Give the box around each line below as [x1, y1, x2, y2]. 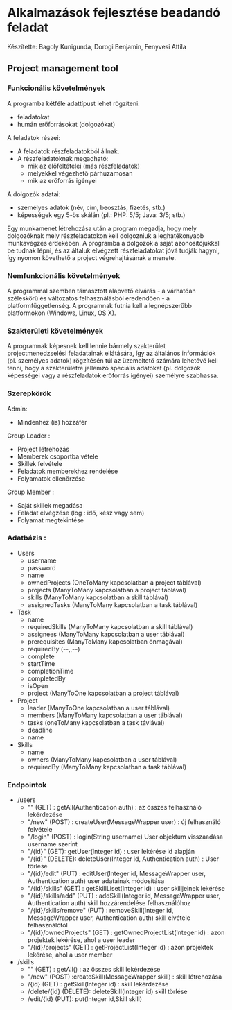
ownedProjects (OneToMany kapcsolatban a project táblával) [27, 578, 202, 587]
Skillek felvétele [17, 459, 62, 468]
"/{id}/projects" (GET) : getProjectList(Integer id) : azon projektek [27, 943, 213, 952]
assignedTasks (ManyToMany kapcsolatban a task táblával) [27, 600, 198, 608]
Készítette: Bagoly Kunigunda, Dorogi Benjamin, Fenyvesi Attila [7, 42, 187, 51]
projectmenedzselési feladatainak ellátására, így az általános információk [7, 349, 216, 358]
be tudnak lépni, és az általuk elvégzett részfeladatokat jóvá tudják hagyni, [7, 246, 220, 255]
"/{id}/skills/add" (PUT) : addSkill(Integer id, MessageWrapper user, [27, 891, 220, 900]
